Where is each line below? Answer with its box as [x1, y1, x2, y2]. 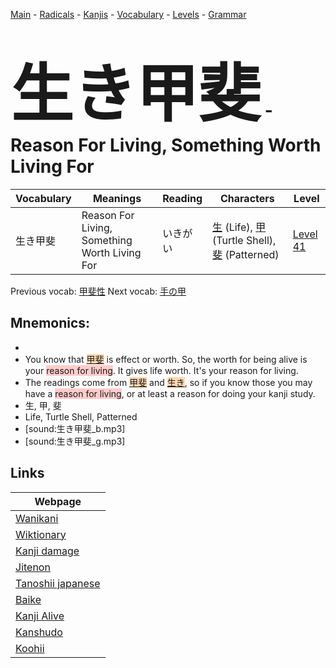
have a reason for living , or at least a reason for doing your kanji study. [24, 387, 316, 399]
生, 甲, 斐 [24, 399, 62, 411]
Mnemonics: [10, 315, 91, 332]
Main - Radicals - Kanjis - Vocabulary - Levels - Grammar [10, 9, 247, 20]
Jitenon [15, 560, 51, 574]
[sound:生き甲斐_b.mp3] [24, 422, 126, 434]
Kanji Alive [15, 609, 65, 623]
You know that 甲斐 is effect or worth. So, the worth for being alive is [24, 353, 308, 365]
